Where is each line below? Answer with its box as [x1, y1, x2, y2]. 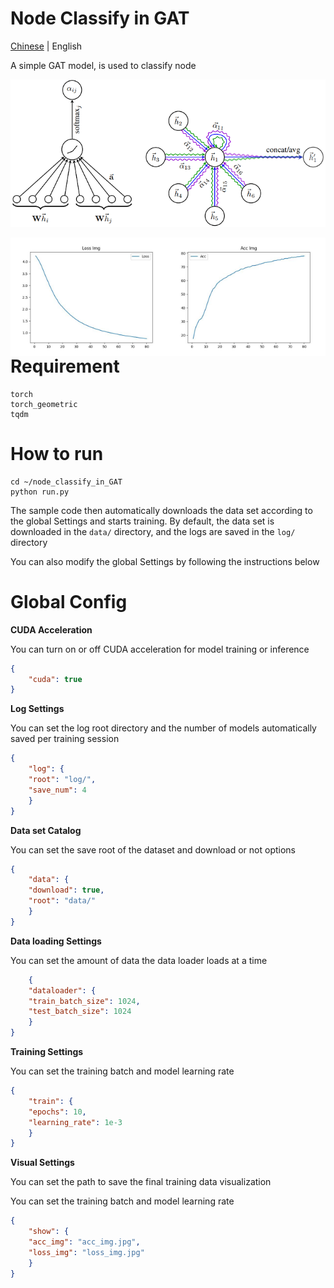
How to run [10, 443, 104, 466]
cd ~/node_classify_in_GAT [10, 477, 123, 487]
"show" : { [28, 1227, 70, 1237]
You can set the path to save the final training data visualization [10, 1176, 272, 1188]
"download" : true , [28, 885, 105, 896]
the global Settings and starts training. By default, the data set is [10, 515, 275, 527]
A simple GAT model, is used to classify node [10, 59, 197, 71]
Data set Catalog [10, 824, 82, 836]
